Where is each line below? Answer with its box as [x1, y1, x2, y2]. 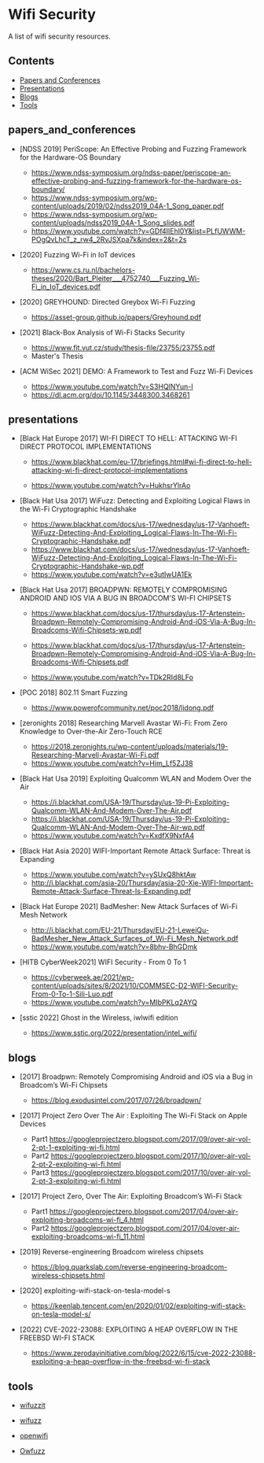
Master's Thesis [31, 351, 84, 360]
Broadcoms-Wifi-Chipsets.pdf [31, 657, 129, 667]
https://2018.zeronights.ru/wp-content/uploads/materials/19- [31, 742, 229, 752]
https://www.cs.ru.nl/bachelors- [31, 265, 136, 275]
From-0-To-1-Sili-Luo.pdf [31, 989, 114, 999]
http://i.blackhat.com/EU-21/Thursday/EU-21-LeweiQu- [31, 925, 210, 935]
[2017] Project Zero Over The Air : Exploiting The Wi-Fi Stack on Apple [19, 1111, 247, 1121]
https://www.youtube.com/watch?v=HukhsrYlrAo [31, 481, 191, 490]
